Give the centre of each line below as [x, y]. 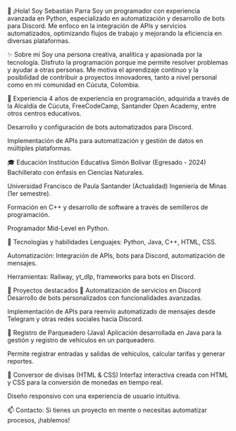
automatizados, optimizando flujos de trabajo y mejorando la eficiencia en [114, 33]
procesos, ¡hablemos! [39, 420]
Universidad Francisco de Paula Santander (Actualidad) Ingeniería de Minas [117, 186]
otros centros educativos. [44, 113]
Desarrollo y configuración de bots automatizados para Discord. [100, 127]
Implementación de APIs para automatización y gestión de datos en [105, 140]
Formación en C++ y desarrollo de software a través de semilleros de [108, 207]
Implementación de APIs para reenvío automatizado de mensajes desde [112, 311]
